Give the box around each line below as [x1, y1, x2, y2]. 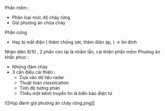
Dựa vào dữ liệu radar [19, 74, 65, 80]
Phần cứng [5, 29, 27, 35]
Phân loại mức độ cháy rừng [12, 14, 71, 20]
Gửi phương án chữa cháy [12, 20, 66, 25]
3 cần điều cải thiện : [12, 69, 56, 75]
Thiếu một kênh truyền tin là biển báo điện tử [19, 90, 112, 96]
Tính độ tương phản [19, 85, 61, 91]
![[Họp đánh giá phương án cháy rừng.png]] [5, 100, 95, 106]
